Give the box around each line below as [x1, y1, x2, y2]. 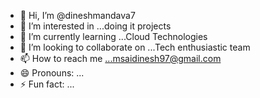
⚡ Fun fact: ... [19, 78, 75, 90]
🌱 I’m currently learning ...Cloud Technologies [19, 31, 208, 42]
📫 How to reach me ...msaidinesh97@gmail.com [19, 53, 222, 64]
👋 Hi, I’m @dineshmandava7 [19, 10, 136, 21]
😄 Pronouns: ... [19, 67, 85, 79]
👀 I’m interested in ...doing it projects [19, 20, 172, 32]
